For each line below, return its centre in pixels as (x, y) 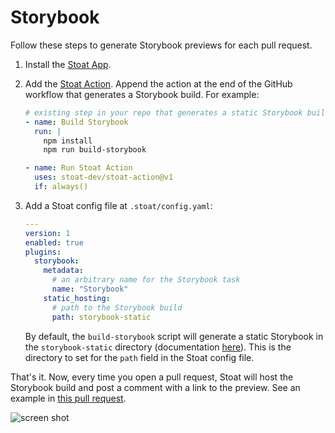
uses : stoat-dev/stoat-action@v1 (104, 177)
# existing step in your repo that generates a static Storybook (163, 112)
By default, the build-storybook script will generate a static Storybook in (174, 336)
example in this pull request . (68, 398)
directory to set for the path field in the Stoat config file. (139, 357)
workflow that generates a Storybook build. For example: (142, 94)
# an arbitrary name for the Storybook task (146, 280)
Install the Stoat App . (68, 64)
